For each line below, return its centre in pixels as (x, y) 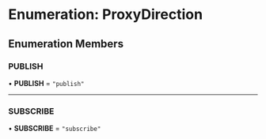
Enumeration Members (66, 44)
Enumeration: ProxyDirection (106, 15)
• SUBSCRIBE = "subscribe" (55, 129)
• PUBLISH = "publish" (46, 83)
